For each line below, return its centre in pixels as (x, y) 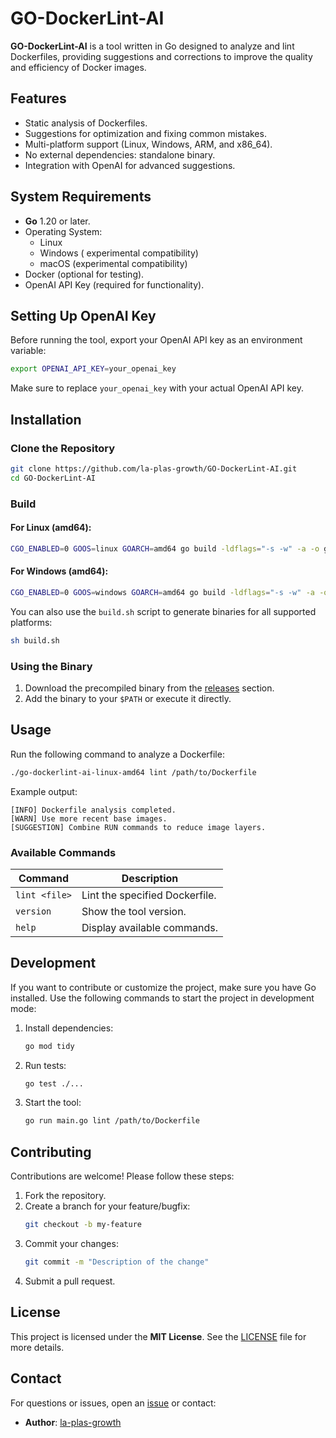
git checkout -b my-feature (83, 1225)
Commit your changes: (71, 1244)
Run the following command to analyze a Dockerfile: (117, 754)
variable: (28, 351)
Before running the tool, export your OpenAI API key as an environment (156, 340)
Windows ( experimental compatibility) (119, 253)
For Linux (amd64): (51, 528)
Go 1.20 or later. (57, 221)
